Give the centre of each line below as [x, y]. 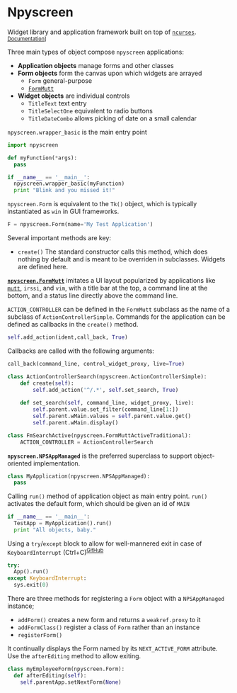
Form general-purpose [60, 80]
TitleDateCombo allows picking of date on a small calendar [112, 118]
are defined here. [43, 267]
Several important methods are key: [59, 238]
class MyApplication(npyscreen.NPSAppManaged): [79, 476]
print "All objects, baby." [55, 530]
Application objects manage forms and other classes [96, 65]
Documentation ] [27, 39]
